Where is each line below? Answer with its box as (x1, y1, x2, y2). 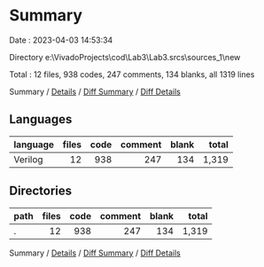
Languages (9, 112, 73, 127)
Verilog (13, 153, 43, 165)
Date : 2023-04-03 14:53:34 (9, 35, 113, 45)
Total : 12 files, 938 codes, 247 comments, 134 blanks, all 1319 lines (9, 68, 255, 80)
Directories (9, 184, 73, 199)
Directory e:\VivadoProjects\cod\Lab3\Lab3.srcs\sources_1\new (9, 51, 241, 62)
